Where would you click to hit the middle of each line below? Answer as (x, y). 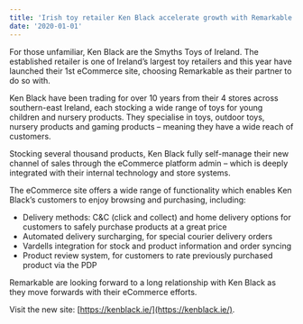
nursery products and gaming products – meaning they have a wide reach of (151, 126)
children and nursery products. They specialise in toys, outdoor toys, (137, 117)
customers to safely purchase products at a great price (124, 227)
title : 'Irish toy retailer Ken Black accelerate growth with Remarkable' (153, 18)
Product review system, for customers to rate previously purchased (147, 255)
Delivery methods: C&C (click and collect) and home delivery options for (156, 217)
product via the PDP (60, 265)
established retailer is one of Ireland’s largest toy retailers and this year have (151, 61)
